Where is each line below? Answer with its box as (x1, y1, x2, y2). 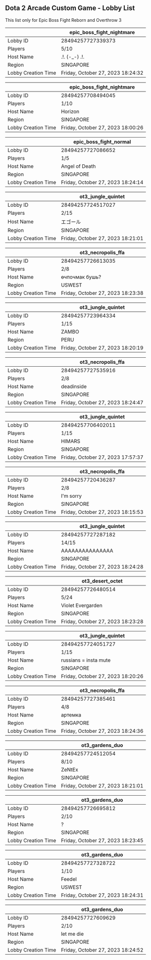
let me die (61, 930, 84, 937)
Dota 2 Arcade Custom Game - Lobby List (5, 4, 135, 12)
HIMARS (61, 437, 80, 444)
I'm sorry (61, 492, 82, 499)
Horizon (61, 108, 80, 115)
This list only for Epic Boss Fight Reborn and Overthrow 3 (5, 17, 122, 23)
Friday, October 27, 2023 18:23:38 (61, 289, 144, 296)
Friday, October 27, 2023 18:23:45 (61, 837, 144, 844)
